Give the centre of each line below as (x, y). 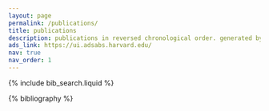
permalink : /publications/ (53, 23)
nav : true (25, 53)
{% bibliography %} (41, 98)
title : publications (43, 30)
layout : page (30, 16)
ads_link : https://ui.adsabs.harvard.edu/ (80, 46)
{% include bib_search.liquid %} (61, 83)
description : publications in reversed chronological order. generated (130, 38)
